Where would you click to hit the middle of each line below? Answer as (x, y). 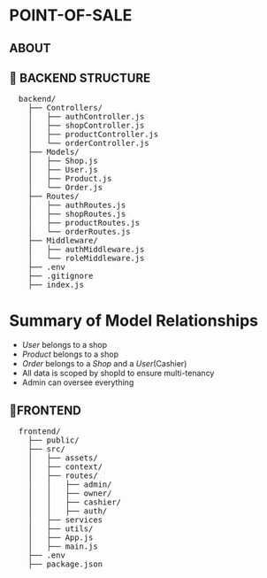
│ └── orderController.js (88, 143)
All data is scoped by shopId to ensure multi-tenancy (118, 374)
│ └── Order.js (65, 188)
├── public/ (53, 440)
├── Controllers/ (65, 108)
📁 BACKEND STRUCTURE (80, 77)
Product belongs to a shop (70, 354)
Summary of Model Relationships (134, 320)
